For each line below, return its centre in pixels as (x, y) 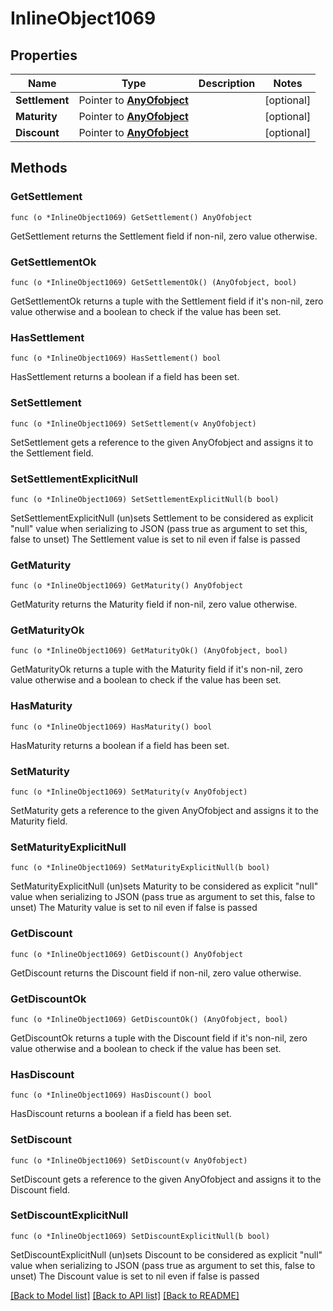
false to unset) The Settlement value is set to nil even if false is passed (155, 539)
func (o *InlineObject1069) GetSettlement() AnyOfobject (131, 217)
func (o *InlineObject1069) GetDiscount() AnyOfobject (127, 954)
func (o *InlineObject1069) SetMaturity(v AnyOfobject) (129, 792)
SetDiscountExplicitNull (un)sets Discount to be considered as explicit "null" (166, 1254)
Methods (39, 168)
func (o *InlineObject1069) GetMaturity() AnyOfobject (127, 586)
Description (227, 83)
